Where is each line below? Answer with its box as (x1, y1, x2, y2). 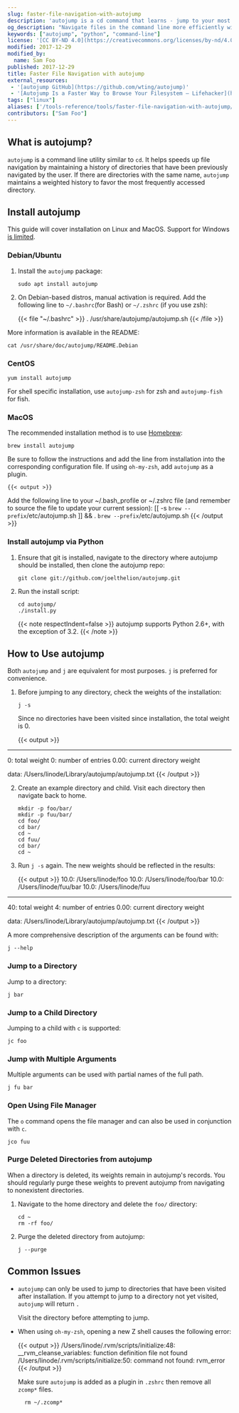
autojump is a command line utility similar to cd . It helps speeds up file (7, 155, 211, 164)
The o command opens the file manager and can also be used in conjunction (7, 1116, 232, 1125)
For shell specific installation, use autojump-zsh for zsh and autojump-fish (7, 386, 223, 396)
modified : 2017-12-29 (7, 43, 72, 51)
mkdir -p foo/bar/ (17, 805, 73, 813)
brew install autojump (7, 443, 75, 450)
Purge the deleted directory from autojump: (17, 1232, 145, 1240)
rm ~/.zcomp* (24, 1399, 63, 1406)
